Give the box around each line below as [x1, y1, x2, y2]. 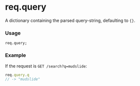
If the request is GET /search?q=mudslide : [5, 63, 87, 69]
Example [5, 52, 26, 59]
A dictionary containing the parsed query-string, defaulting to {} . [5, 17, 136, 23]
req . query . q [5, 72, 29, 77]
